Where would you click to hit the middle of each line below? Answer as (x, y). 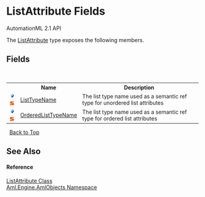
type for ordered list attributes (120, 118)
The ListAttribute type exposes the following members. (75, 40)
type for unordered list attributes (123, 103)
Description (139, 87)
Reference (20, 167)
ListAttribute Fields (56, 11)
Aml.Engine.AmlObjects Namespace (52, 187)
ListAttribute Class (30, 180)
